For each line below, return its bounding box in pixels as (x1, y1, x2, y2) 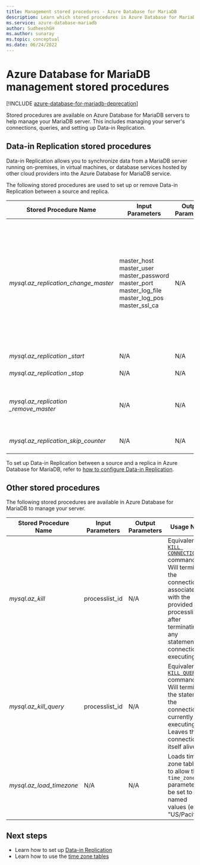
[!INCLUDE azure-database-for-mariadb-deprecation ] (6, 99, 139, 107)
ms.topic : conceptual (6, 36, 60, 42)
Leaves (167, 727, 189, 736)
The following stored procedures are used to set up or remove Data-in (6, 181, 179, 188)
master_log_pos (119, 293, 164, 302)
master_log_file (119, 286, 162, 295)
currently (167, 713, 193, 721)
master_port (119, 279, 154, 287)
